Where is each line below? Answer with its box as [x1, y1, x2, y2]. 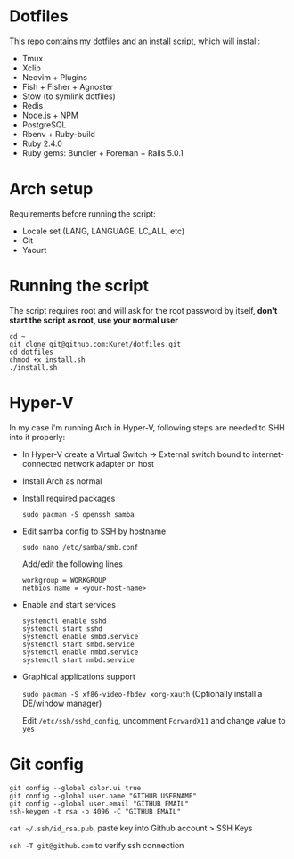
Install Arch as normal [21, 475, 102, 487]
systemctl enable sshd [21, 617, 107, 626]
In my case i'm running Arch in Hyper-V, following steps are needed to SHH [9, 421, 285, 433]
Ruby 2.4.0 [21, 138, 62, 149]
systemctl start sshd [21, 624, 102, 634]
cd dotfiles [9, 348, 53, 356]
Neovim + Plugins [21, 71, 87, 82]
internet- [252, 448, 285, 460]
